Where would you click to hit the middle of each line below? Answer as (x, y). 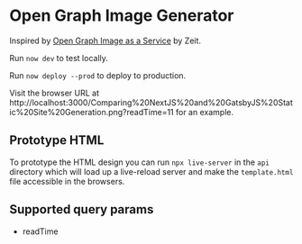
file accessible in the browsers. (67, 181)
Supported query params (82, 209)
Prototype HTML (57, 140)
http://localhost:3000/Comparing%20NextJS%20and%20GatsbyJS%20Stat (151, 102)
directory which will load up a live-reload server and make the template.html (151, 171)
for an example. (205, 112)
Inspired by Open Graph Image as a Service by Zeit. (105, 41)
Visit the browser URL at (54, 93)
